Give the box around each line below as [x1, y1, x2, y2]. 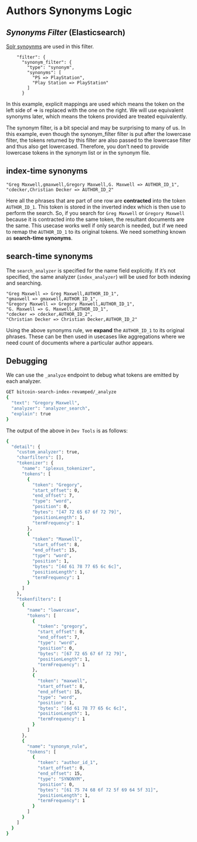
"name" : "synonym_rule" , [27, 743, 88, 749]
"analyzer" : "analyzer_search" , [11, 405, 91, 411]
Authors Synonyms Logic [6, 4, 133, 18]
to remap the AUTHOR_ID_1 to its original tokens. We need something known [6, 228, 186, 235]
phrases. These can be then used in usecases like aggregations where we [6, 333, 185, 340]
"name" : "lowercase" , [27, 607, 80, 613]
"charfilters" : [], [16, 455, 64, 461]
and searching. [6, 279, 42, 287]
